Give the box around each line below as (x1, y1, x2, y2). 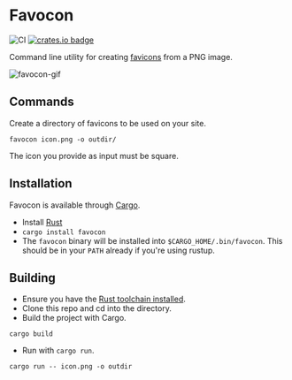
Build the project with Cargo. (21, 313, 127, 323)
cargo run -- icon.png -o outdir (9, 362, 133, 371)
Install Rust (21, 217, 63, 227)
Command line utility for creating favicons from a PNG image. (9, 51, 233, 62)
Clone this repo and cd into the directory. (21, 303, 173, 314)
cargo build (9, 330, 53, 338)
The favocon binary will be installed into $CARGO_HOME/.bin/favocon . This (21, 235, 283, 246)
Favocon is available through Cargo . (9, 200, 141, 210)
